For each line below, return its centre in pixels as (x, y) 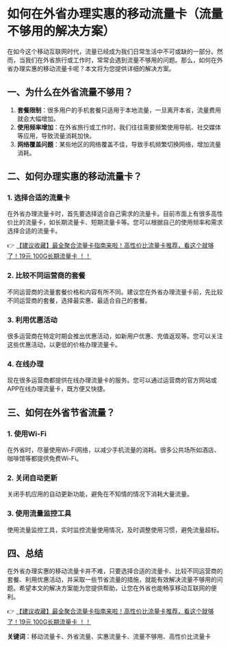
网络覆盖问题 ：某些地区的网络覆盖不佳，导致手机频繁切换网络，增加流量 (119, 144)
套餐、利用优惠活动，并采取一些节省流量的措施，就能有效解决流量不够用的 (112, 580)
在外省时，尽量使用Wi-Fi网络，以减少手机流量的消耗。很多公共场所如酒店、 (114, 450)
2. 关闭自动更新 (33, 478)
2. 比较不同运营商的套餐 (46, 276)
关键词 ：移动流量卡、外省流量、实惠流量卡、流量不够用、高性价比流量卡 (109, 637)
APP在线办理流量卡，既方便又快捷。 (58, 389)
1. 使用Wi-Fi (27, 433)
